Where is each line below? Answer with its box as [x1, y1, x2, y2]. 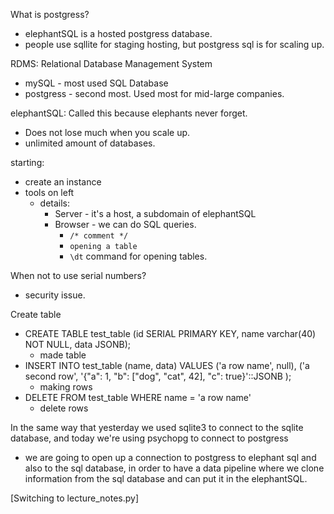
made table [39, 349, 87, 361]
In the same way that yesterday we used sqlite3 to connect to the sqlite [10, 422, 304, 433]
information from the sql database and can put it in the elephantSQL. [24, 473, 308, 484]
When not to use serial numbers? [10, 270, 147, 281]
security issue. [24, 289, 86, 301]
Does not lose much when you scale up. [24, 127, 191, 138]
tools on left [24, 187, 75, 198]
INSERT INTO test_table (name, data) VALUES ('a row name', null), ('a [24, 360, 310, 371]
